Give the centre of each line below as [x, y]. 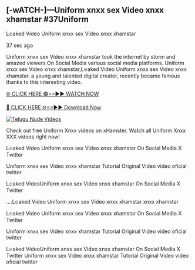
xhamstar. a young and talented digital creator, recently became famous [93, 76]
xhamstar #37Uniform [48, 20]
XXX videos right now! [33, 136]
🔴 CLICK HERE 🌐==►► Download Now [54, 107]
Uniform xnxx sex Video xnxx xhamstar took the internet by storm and [91, 56]
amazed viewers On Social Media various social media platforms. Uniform [95, 63]
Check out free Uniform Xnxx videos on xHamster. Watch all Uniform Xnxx [96, 130]
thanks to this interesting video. [44, 82]
